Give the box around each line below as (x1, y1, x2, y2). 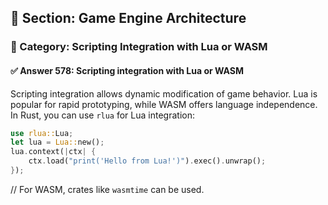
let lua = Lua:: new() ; (10, 137, 105, 148)
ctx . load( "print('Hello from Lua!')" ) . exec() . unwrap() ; (28, 156, 267, 166)
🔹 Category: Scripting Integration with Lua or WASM (10, 40, 268, 54)
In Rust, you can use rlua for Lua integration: (10, 109, 195, 121)
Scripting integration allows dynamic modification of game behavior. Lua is (10, 87, 318, 100)
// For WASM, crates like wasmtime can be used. (10, 183, 205, 195)
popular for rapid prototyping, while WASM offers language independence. (10, 98, 318, 110)
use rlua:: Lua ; (10, 128, 74, 138)
